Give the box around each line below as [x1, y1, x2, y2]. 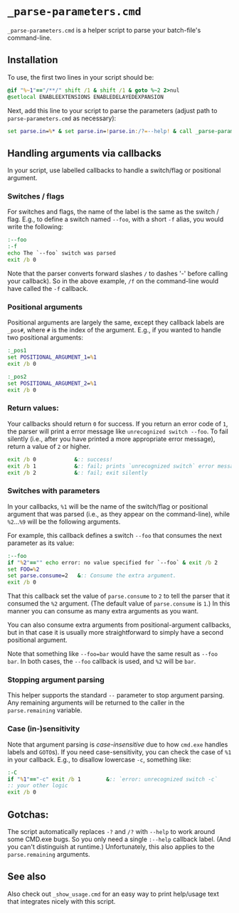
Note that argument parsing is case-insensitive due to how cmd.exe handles [7, 740, 228, 749]
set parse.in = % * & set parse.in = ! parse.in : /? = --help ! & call [7, 127, 193, 134]
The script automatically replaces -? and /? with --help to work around [7, 828, 216, 836]
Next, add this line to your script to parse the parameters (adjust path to [7, 106, 218, 115]
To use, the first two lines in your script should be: [7, 73, 154, 81]
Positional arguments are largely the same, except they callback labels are [7, 318, 225, 327]
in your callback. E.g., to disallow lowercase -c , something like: [7, 755, 191, 764]
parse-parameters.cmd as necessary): [7, 114, 117, 122]
